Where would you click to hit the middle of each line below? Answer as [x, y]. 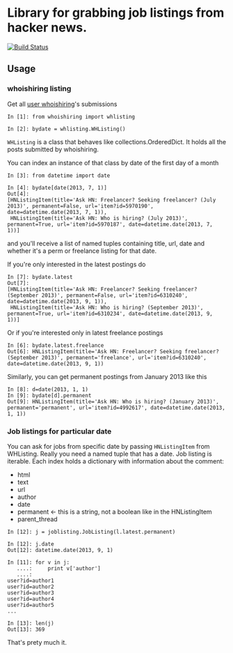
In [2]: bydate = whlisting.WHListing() [67, 129]
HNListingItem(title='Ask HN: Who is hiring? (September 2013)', [107, 307]
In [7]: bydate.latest [40, 277]
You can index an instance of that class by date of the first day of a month [113, 162]
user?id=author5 [31, 605]
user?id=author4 [31, 599]
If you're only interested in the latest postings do [77, 264]
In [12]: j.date [31, 544]
